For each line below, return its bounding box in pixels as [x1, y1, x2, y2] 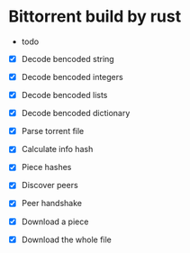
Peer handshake [21, 198, 83, 209]
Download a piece [21, 216, 89, 227]
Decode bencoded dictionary [21, 108, 131, 119]
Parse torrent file [21, 126, 85, 137]
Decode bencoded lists [21, 90, 108, 101]
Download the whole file [21, 234, 112, 245]
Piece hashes [21, 162, 72, 173]
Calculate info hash [21, 144, 94, 155]
